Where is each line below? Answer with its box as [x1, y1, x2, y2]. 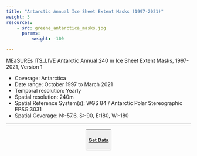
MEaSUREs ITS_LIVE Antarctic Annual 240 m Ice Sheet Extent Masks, [6, 57, 174, 64]
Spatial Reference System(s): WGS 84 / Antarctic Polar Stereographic [14, 100, 183, 106]
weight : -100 [32, 36, 64, 42]
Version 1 [20, 63, 43, 70]
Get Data [88, 137, 109, 143]
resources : [6, 19, 33, 25]
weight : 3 [6, 14, 30, 20]
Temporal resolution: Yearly [14, 87, 81, 94]
